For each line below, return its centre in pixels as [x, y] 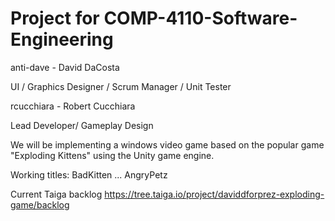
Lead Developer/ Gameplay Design [82, 125]
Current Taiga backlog [56, 194]
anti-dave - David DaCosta [65, 67]
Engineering [62, 39]
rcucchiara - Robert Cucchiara [73, 106]
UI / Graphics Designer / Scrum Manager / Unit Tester [121, 86]
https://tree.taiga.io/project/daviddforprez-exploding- [214, 194]
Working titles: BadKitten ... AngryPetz [89, 174]
